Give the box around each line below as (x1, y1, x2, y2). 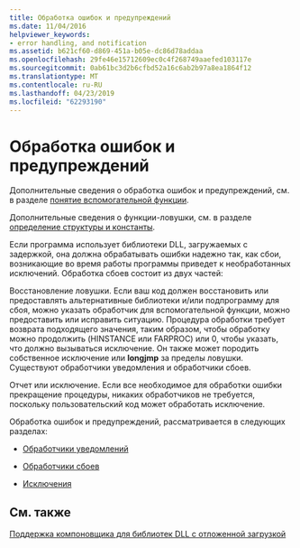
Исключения (22, 478, 72, 489)
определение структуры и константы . (9, 222, 156, 233)
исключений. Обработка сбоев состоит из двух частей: (9, 268, 223, 279)
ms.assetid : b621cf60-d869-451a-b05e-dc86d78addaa (9, 47, 204, 56)
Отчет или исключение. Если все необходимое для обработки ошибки (9, 380, 282, 391)
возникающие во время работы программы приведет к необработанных (9, 258, 291, 269)
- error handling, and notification (9, 38, 147, 48)
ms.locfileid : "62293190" (9, 97, 106, 107)
